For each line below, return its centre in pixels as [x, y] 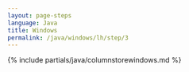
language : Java [33, 23]
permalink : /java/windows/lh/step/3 [68, 38]
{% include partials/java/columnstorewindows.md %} [94, 60]
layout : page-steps [40, 15]
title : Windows [33, 30]
